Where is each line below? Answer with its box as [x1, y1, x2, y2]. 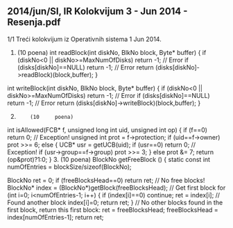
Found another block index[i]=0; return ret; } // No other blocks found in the [7, 198, 223, 206]
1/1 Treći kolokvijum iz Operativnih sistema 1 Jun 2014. [7, 35, 162, 43]
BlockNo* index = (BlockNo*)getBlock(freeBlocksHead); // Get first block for [7, 184, 226, 192]
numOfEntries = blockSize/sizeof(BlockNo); [7, 163, 132, 171]
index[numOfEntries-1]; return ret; [7, 213, 104, 221]
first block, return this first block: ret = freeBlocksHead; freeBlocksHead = [7, 205, 218, 214]
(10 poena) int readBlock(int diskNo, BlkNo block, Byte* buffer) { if [17, 48, 207, 56]
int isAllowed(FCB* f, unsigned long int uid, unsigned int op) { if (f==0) [7, 125, 208, 134]
